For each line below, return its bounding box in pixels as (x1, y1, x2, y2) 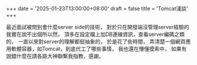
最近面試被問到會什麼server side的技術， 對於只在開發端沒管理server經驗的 (6, 24, 189, 30)
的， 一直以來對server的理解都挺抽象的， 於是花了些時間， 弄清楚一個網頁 (6, 38, 186, 45)
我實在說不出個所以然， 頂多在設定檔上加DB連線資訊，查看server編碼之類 (6, 31, 185, 38)
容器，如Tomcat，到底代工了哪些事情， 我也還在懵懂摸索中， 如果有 (21, 45, 187, 52)
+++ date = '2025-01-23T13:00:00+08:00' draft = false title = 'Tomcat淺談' (6, 5, 188, 12)
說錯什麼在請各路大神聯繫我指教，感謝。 (6, 53, 104, 59)
